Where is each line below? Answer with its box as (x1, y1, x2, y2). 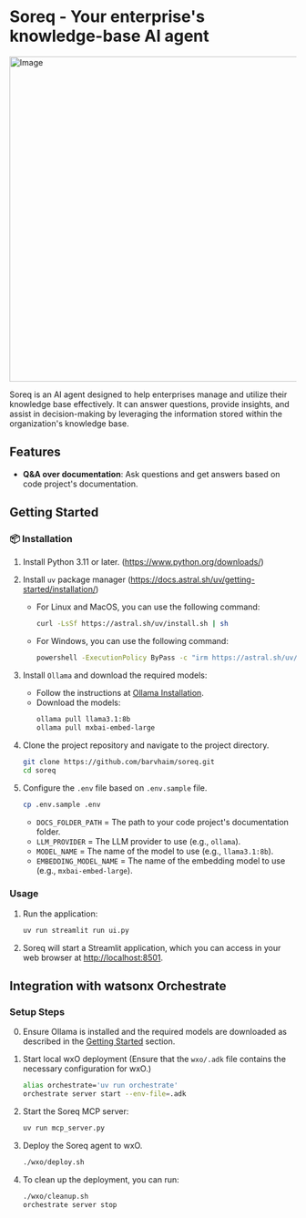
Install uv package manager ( (22, 574, 131, 585)
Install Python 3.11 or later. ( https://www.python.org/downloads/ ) (22, 557, 264, 568)
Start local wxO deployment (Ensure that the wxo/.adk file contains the (22, 1054, 287, 1065)
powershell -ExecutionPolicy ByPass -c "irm (36, 653, 209, 662)
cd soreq (22, 765, 56, 775)
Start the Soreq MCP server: (22, 1106, 129, 1117)
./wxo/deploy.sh (22, 1158, 85, 1167)
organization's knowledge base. (9, 417, 129, 429)
